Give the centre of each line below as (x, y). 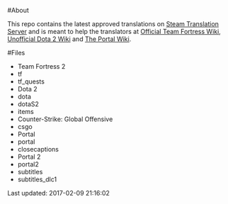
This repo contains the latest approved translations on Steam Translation (113, 24)
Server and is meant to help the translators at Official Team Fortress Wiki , (114, 32)
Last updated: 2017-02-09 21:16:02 (58, 193)
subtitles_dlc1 (37, 179)
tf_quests (31, 81)
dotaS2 (28, 104)
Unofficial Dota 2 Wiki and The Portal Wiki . (69, 39)
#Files (16, 53)
